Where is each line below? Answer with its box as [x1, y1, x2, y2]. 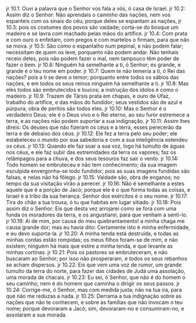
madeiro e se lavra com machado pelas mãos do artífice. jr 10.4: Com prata [6, 30, 188, 37]
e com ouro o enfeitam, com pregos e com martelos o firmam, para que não [6, 36, 190, 43]
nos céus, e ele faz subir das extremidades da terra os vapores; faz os [6, 149, 177, 155]
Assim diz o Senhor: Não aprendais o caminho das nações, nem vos [6, 11, 171, 18]
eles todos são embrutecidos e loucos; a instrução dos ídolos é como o [6, 86, 179, 93]
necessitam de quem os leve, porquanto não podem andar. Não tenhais [6, 49, 179, 55]
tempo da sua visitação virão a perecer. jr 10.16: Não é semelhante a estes [6, 180, 185, 187]
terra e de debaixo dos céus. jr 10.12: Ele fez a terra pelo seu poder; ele [6, 130, 178, 137]
